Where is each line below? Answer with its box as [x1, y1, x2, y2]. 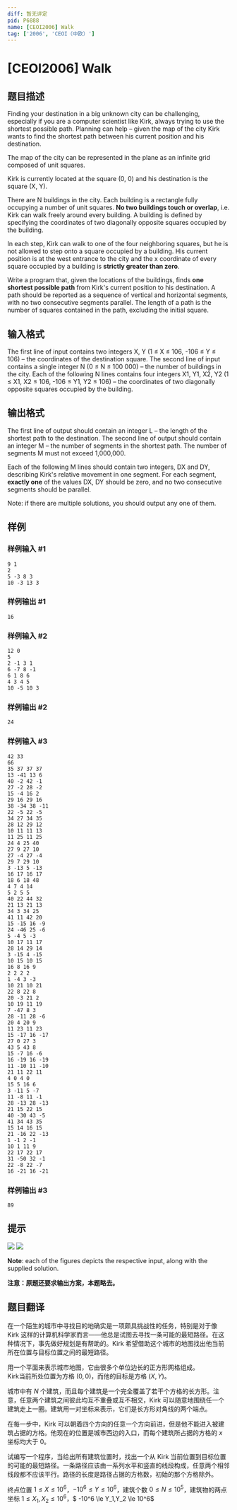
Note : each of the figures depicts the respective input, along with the [7, 1256, 208, 1265]
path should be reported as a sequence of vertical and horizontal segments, [7, 291, 228, 299]
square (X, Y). [7, 182, 48, 191]
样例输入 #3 [7, 736, 48, 746]
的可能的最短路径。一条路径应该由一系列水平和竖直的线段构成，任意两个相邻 [7, 1461, 230, 1470]
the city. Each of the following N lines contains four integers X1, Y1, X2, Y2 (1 [7, 370, 229, 378]
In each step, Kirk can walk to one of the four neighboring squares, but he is [7, 240, 229, 248]
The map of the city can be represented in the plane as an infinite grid [7, 153, 210, 162]
